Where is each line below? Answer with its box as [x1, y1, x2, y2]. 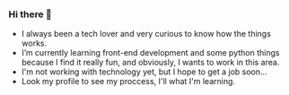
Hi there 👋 [8, 8, 53, 21]
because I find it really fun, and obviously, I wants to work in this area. [21, 57, 280, 68]
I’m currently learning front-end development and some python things [21, 47, 280, 58]
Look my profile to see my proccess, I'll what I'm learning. [21, 76, 235, 87]
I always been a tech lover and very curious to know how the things [21, 29, 271, 39]
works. [21, 38, 47, 48]
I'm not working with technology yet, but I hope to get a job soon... [21, 66, 267, 77]
